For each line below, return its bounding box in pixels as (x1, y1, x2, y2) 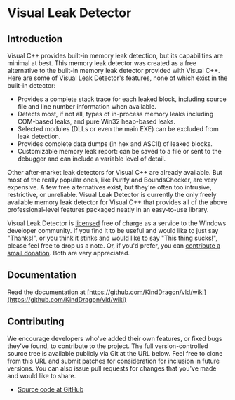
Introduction (7, 33, 63, 45)
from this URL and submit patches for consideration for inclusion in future (7, 356, 220, 365)
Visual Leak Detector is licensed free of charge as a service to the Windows (7, 219, 227, 227)
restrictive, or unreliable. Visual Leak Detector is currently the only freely (7, 191, 217, 199)
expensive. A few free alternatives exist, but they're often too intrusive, (7, 183, 212, 191)
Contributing (7, 316, 65, 328)
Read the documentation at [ (7, 288, 90, 296)
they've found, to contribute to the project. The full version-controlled (7, 342, 208, 350)
